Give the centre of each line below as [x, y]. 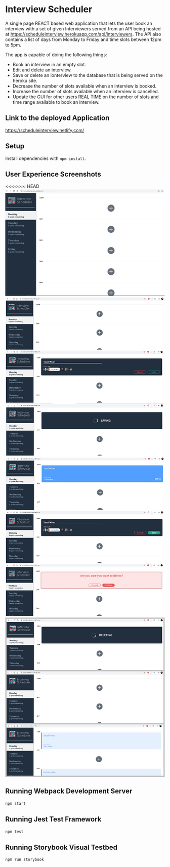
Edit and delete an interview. [42, 70]
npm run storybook [25, 860]
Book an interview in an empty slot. [49, 64]
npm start [16, 803]
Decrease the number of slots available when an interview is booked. [84, 86]
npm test [14, 832]
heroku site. [25, 80]
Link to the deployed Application [57, 118]
